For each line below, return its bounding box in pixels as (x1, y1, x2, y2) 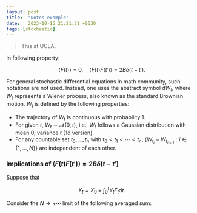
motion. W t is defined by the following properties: (6, 100, 130, 109)
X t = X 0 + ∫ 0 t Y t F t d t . (78, 185, 126, 195)
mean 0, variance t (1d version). (15, 129, 95, 137)
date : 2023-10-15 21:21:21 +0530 (6, 20, 96, 26)
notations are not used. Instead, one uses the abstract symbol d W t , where (6, 85, 191, 93)
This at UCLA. (21, 43, 56, 50)
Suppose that (6, 173, 40, 181)
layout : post (6, 9, 39, 15)
